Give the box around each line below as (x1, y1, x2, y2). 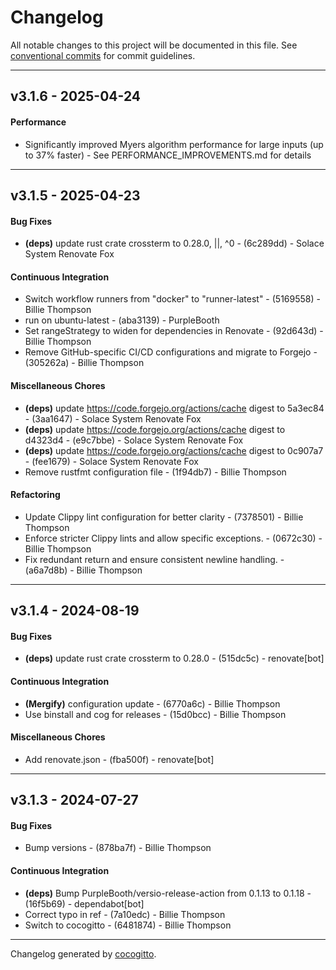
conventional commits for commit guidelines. (10, 49, 196, 61)
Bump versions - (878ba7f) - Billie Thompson (24, 842, 212, 854)
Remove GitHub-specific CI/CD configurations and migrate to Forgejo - (24, 346, 318, 358)
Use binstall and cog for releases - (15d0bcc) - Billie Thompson (24, 708, 287, 720)
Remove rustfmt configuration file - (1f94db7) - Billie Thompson (24, 466, 287, 478)
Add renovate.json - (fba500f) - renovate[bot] (24, 753, 215, 765)
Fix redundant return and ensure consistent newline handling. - (24, 553, 285, 565)
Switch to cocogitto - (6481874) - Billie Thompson (24, 919, 232, 931)
